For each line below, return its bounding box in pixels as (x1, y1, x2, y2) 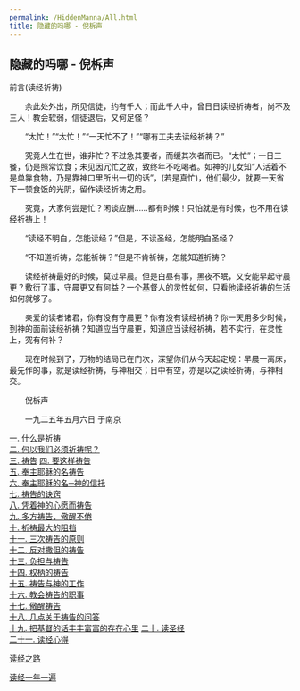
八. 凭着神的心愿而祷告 (9, 500, 92, 510)
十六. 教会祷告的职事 (9, 589, 85, 600)
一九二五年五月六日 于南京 (24, 414, 121, 425)
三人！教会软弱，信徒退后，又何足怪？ (9, 113, 150, 123)
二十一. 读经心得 (9, 634, 69, 645)
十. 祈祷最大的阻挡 (9, 522, 77, 533)
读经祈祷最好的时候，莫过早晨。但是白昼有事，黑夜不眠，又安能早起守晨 (24, 271, 291, 282)
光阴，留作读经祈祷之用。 (55, 184, 150, 195)
